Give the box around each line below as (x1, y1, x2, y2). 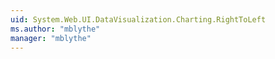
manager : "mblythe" (10, 33, 92, 43)
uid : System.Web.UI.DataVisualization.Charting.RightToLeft (10, 14, 267, 25)
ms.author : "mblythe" (10, 24, 101, 34)
